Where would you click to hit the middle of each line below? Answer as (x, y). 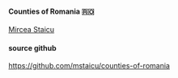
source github (32, 47)
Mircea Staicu (32, 30)
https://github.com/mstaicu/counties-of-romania (89, 66)
